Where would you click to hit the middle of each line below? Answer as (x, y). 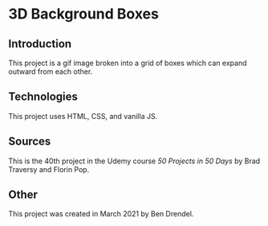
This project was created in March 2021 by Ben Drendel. (101, 214)
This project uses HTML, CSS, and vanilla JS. (83, 116)
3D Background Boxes (83, 14)
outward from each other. (51, 72)
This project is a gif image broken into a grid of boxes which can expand (128, 63)
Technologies (43, 97)
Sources (30, 142)
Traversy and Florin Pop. (49, 169)
